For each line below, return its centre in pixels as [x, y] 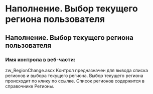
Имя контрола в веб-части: [40, 59]
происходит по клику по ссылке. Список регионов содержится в [75, 81]
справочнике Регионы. [30, 86]
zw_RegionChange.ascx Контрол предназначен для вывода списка [77, 70]
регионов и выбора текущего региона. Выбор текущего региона [74, 76]
